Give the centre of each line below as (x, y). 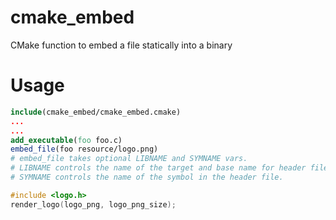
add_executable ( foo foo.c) (66, 140)
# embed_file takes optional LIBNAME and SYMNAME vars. (129, 159)
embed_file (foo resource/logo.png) (84, 149)
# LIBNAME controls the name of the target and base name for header (158, 168)
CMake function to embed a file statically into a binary (121, 45)
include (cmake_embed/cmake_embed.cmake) (96, 112)
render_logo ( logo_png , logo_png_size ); (93, 204)
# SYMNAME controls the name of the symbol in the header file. (147, 177)
